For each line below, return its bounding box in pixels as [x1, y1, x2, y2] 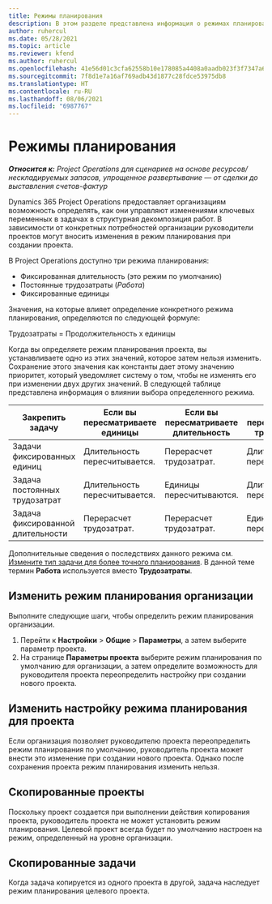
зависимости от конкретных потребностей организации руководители [8, 223, 253, 233]
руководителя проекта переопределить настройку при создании [19, 670, 247, 679]
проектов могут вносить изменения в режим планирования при [8, 232, 231, 242]
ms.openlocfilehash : [8, 65, 79, 73]
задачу [29, 422, 59, 434]
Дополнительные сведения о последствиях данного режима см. [8, 549, 233, 559]
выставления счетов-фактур [8, 182, 108, 191]
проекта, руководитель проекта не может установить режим [8, 816, 221, 825]
